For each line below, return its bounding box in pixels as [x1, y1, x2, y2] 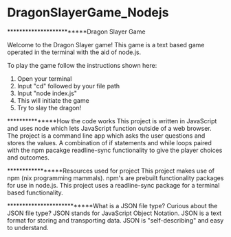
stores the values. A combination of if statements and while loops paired [7, 138, 212, 147]
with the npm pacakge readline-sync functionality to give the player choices [7, 146, 223, 154]
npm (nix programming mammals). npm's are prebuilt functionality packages [7, 173, 224, 182]
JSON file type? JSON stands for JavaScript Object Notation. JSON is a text [7, 209, 222, 217]
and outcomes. [7, 153, 49, 162]
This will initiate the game [16, 96, 89, 104]
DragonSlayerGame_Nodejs [7, 5, 169, 21]
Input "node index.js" [16, 89, 78, 97]
